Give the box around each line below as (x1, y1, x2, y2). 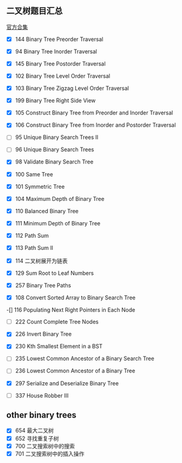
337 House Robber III (15, 391, 69, 399)
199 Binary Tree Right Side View (15, 97, 96, 104)
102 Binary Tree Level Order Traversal (15, 72, 111, 80)
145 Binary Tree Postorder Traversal (15, 60, 106, 67)
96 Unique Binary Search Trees (15, 146, 95, 153)
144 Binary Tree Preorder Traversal (15, 36, 104, 43)
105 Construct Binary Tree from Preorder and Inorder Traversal (15, 109, 173, 116)
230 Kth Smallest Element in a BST (15, 342, 103, 350)
